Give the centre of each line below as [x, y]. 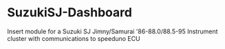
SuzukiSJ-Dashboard [70, 13]
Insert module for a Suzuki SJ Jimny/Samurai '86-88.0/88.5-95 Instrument [112, 31]
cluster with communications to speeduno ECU [74, 38]
